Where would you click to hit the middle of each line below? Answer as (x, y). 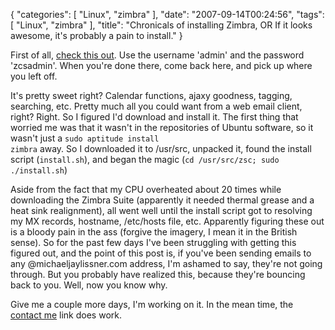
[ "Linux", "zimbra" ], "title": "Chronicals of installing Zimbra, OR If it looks (161, 25)
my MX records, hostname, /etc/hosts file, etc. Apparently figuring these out (167, 221)
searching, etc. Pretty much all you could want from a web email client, (156, 106)
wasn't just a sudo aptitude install (85, 138)
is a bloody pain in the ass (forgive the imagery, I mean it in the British (154, 232)
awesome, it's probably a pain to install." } (96, 35)
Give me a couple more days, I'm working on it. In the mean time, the (152, 304)
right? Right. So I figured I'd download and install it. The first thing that (154, 117)
